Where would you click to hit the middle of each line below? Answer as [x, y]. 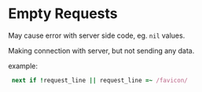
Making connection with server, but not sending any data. [101, 50]
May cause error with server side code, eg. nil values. [97, 35]
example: [23, 66]
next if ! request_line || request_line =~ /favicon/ [100, 80]
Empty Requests [63, 14]
